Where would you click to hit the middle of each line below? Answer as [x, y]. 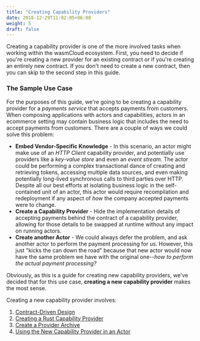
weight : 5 [19, 23]
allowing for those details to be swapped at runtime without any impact [104, 224]
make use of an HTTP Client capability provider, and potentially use [100, 152]
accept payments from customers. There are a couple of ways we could [97, 128]
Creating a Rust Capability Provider [59, 318]
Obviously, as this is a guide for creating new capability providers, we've [97, 275]
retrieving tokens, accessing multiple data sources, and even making [101, 172]
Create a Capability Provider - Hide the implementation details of [98, 211]
